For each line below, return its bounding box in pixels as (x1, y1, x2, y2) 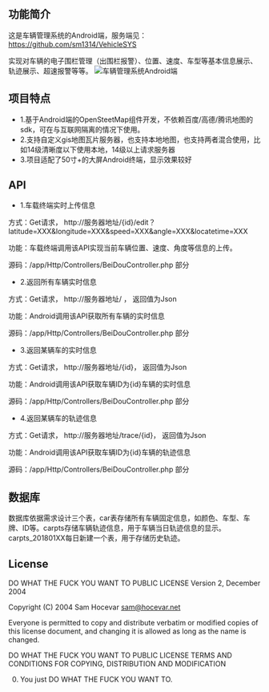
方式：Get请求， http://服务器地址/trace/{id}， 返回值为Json (8, 431, 207, 440)
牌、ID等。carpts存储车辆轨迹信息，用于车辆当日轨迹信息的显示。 (8, 524, 226, 533)
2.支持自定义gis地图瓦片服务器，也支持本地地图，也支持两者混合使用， (19, 135, 254, 144)
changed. (8, 635, 40, 645)
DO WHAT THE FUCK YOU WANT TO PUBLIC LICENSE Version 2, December (8, 578, 261, 588)
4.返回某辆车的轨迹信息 (19, 414, 98, 423)
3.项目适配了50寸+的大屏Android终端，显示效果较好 (19, 155, 192, 164)
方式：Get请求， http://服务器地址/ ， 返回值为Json (8, 294, 178, 304)
